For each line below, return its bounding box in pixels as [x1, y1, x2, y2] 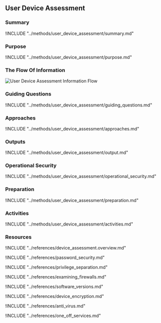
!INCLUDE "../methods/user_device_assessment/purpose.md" [5, 54, 132, 60]
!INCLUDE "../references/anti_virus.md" [5, 303, 86, 309]
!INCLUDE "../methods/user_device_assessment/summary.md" [5, 30, 134, 36]
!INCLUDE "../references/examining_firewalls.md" [5, 274, 107, 280]
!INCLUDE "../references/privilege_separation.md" [5, 264, 108, 270]
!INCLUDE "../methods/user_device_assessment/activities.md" [5, 221, 134, 227]
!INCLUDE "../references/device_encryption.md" [5, 293, 104, 299]
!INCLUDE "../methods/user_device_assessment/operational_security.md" [5, 173, 157, 179]
